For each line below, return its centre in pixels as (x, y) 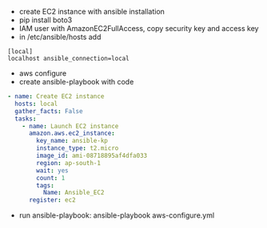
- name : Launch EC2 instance (70, 126)
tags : (46, 185)
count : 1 (51, 178)
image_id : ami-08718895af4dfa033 (92, 155)
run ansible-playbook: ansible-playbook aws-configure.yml (117, 215)
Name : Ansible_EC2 (74, 193)
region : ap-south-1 (69, 163)
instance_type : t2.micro (78, 148)
